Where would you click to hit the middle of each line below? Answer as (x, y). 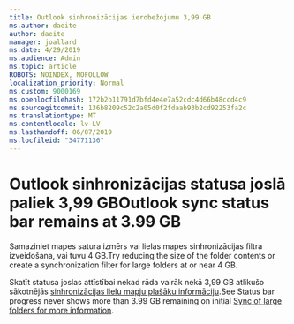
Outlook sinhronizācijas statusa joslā (147, 184)
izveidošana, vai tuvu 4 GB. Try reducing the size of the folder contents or (142, 255)
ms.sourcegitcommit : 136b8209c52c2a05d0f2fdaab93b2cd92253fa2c (128, 108)
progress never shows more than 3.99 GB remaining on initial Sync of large (146, 300)
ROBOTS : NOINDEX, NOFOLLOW (59, 75)
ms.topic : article (43, 67)
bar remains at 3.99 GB (95, 221)
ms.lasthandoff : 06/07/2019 (61, 132)
